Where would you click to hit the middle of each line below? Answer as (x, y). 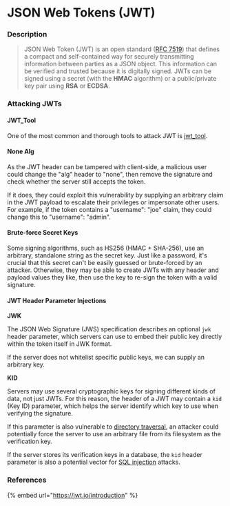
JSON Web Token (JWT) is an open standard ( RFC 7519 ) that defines (122, 49)
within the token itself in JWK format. (60, 344)
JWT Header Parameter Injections (57, 300)
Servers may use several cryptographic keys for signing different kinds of (111, 391)
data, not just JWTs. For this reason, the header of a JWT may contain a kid (115, 399)
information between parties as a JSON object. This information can (121, 64)
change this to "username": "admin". (59, 217)
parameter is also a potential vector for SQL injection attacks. (94, 462)
